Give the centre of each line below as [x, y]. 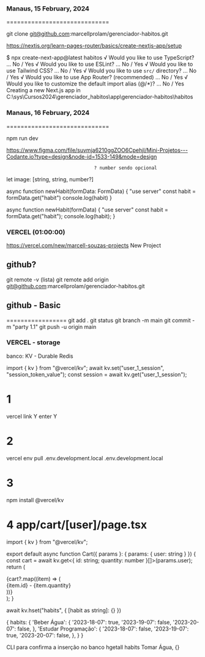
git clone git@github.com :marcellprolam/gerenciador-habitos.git [87, 34]
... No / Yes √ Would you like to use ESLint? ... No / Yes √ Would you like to [100, 64]
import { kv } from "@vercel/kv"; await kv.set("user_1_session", [85, 368]
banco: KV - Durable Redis [40, 356]
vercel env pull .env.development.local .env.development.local [85, 458]
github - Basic [34, 305]
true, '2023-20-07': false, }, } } [45, 635]
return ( [16, 567]
